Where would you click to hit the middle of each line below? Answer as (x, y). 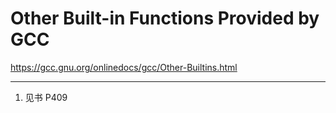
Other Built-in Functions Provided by (165, 18)
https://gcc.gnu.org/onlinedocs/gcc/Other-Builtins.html (124, 67)
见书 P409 (46, 97)
